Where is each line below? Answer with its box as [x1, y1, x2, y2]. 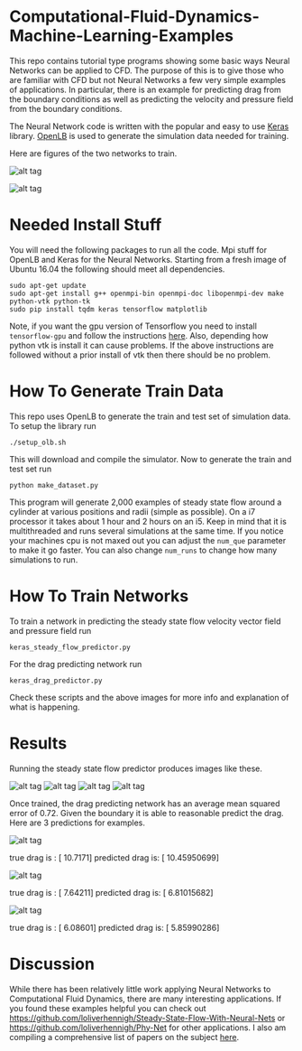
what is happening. [9, 702, 80, 712]
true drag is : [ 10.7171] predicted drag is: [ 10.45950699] [9, 851, 219, 863]
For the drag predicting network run [9, 658, 142, 669]
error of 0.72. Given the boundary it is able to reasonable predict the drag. [9, 807, 284, 818]
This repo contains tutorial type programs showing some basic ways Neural [9, 55, 290, 66]
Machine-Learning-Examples [9, 25, 234, 46]
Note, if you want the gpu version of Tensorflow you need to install [9, 321, 257, 331]
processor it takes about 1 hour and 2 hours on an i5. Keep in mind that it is [9, 516, 287, 526]
